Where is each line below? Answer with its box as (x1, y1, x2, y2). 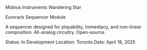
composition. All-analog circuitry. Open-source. (5, 29, 106, 35)
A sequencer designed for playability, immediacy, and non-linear (5, 24, 142, 30)
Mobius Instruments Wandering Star (5, 5, 81, 10)
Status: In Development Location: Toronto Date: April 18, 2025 (5, 39, 136, 45)
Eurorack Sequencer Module (5, 14, 66, 20)
